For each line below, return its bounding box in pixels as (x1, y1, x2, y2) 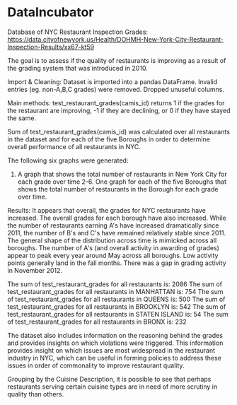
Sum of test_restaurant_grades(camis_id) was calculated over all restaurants (7, 127, 230, 136)
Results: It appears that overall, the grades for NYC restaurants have (7, 206, 207, 214)
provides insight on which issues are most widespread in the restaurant (7, 346, 216, 354)
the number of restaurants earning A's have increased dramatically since (7, 221, 219, 230)
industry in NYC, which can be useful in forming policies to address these (7, 353, 221, 362)
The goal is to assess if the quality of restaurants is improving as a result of (7, 56, 226, 64)
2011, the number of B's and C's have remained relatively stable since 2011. (7, 228, 226, 237)
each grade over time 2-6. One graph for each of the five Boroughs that (17, 177, 226, 186)
